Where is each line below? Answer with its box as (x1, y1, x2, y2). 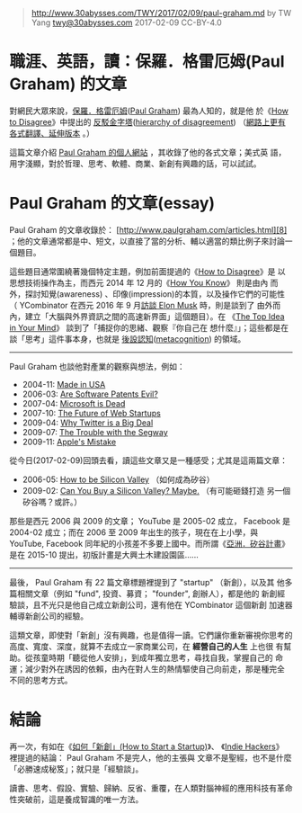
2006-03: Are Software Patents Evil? (22, 389, 159, 399)
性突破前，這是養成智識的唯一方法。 (9, 793, 144, 804)
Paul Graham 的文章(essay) (9, 193, 216, 214)
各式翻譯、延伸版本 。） (9, 128, 94, 138)
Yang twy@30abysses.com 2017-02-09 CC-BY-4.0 (31, 17, 222, 28)
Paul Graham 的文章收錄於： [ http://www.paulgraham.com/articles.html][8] (9, 224, 288, 235)
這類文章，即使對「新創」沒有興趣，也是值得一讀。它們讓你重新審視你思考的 (9, 630, 293, 640)
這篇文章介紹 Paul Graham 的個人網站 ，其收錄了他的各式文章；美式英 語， (9, 147, 287, 157)
